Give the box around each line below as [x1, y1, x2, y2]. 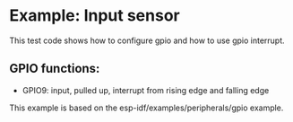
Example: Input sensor [9, 5, 181, 26]
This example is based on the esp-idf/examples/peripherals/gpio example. [9, 102, 284, 113]
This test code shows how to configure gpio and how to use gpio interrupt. [9, 35, 285, 46]
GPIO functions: [9, 61, 100, 76]
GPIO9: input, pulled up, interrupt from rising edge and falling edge [22, 84, 270, 95]
